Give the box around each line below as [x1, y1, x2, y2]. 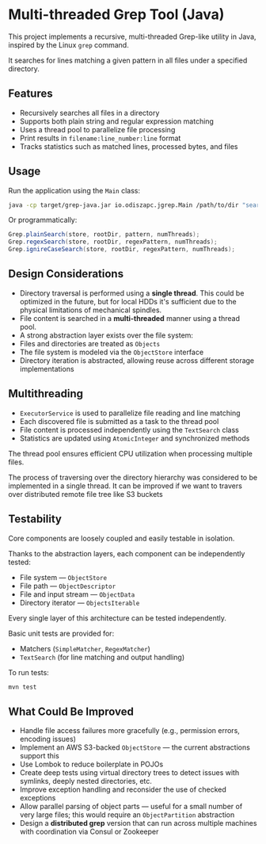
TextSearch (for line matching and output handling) [19, 652, 184, 662]
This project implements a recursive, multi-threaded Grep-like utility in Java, [8, 32, 256, 41]
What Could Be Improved [8, 705, 135, 718]
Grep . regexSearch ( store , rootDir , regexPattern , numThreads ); [8, 238, 218, 246]
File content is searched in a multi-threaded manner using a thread [19, 313, 240, 323]
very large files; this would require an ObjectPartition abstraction [19, 810, 235, 819]
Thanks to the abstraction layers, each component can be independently [8, 548, 245, 558]
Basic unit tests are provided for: [8, 628, 115, 638]
